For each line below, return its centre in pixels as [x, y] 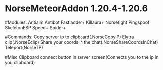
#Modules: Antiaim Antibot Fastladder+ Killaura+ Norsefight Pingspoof [77, 22]
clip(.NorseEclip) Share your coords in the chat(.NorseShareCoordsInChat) [81, 42]
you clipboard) [20, 62]
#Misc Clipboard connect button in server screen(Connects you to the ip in [82, 57]
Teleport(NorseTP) [24, 47]
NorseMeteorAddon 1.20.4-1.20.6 [77, 9]
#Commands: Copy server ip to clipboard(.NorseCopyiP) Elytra [70, 37]
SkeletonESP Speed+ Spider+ [36, 27]
